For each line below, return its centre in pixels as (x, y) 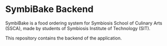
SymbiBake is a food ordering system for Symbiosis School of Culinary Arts (84, 23)
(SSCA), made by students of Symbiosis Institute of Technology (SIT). (78, 28)
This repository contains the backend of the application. (64, 38)
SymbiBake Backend (49, 9)
